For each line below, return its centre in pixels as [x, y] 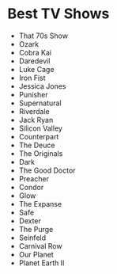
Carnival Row [40, 245]
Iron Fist [32, 78]
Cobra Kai [35, 52]
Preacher [34, 178]
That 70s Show [43, 36]
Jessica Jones [42, 86]
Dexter [30, 221]
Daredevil [34, 61]
